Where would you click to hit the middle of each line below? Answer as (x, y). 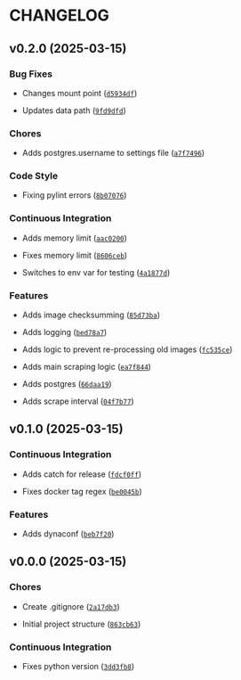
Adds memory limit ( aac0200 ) (74, 238)
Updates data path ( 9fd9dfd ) (74, 110)
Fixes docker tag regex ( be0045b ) (82, 491)
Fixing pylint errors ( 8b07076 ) (74, 195)
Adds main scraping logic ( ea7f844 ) (86, 367)
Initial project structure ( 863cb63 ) (81, 624)
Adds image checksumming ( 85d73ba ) (91, 315)
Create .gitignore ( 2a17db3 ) (71, 606)
